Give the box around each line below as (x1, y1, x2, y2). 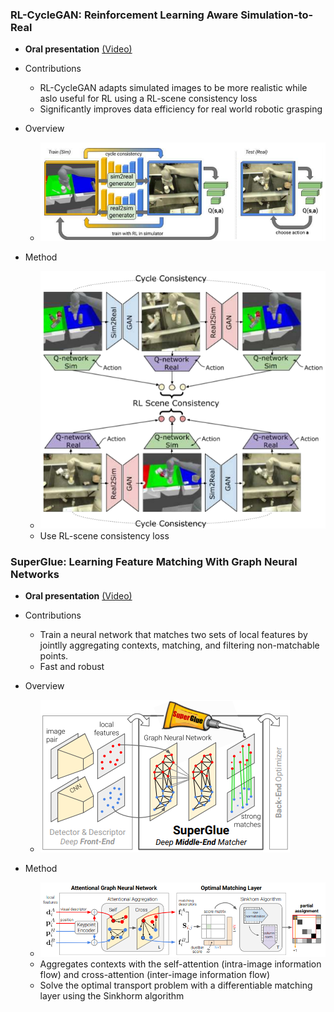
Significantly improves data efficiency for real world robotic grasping (39, 103, 323, 115)
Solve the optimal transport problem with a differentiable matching (39, 979, 313, 992)
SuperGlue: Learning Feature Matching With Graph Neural (10, 554, 298, 568)
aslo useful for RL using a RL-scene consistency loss (39, 93, 258, 105)
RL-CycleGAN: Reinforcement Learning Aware (10, 8, 239, 22)
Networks (10, 567, 60, 581)
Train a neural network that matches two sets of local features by (39, 628, 308, 640)
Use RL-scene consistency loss (39, 529, 170, 542)
